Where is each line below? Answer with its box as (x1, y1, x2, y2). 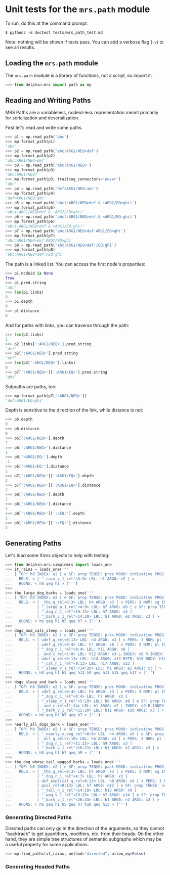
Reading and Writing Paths (5, 96, 91, 105)
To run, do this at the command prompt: (5, 20, 88, 26)
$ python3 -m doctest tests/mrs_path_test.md (5, 30, 103, 35)
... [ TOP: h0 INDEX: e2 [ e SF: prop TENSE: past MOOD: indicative (5, 764, 153, 769)
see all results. (5, 44, 35, 50)
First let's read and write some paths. (5, 125, 83, 131)
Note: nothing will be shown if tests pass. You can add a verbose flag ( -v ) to (5, 39, 164, 45)
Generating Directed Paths (5, 814, 72, 821)
